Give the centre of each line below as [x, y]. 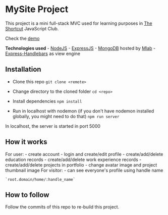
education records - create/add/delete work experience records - [73, 159]
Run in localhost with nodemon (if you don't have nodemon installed [83, 111]
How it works [26, 142]
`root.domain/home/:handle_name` [40, 179]
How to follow [27, 195]
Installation [23, 69]
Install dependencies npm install [47, 101]
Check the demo [22, 38]
